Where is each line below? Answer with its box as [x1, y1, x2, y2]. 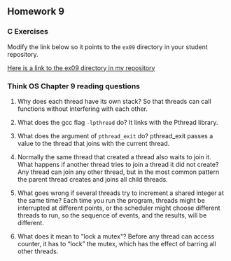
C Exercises [7, 27, 49, 36]
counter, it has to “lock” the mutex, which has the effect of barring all [17, 239, 216, 248]
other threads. [17, 247, 59, 255]
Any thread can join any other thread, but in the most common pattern [17, 168, 219, 176]
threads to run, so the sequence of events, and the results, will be [17, 210, 207, 220]
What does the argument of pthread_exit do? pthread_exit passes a [17, 131, 213, 140]
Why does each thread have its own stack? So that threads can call [17, 97, 211, 105]
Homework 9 [7, 6, 65, 18]
